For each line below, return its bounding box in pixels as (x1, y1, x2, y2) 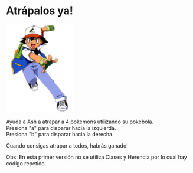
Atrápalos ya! (6, 4, 74, 18)
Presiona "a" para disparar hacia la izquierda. (6, 124, 116, 131)
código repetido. (6, 159, 47, 167)
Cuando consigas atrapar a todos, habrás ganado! (6, 142, 128, 149)
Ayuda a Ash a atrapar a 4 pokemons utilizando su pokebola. (6, 118, 154, 125)
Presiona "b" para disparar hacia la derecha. (6, 130, 114, 138)
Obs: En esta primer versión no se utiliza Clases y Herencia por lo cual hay (6, 154, 187, 161)
